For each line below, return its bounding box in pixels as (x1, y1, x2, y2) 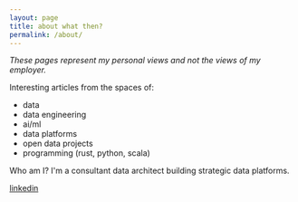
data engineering (22, 110, 87, 120)
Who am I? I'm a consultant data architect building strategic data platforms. (9, 165, 290, 177)
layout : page (9, 13, 59, 23)
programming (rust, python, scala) (22, 148, 151, 159)
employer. (9, 64, 47, 75)
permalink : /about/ (9, 30, 83, 39)
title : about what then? (9, 22, 103, 31)
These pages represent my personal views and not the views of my (9, 55, 261, 66)
